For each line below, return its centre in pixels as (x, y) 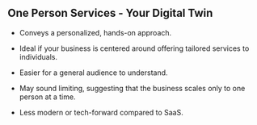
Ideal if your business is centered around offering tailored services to (134, 48)
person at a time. (47, 97)
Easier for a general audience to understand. (93, 73)
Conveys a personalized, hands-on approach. (95, 32)
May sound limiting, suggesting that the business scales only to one (132, 88)
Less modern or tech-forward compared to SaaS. (101, 112)
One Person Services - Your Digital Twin (110, 13)
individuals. (38, 56)
